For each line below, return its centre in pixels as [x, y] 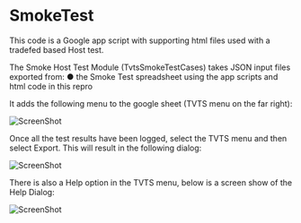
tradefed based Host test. [57, 49]
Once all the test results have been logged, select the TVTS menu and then [148, 138]
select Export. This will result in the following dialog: [106, 148]
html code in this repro [51, 86]
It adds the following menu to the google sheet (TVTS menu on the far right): [151, 103]
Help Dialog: [32, 192]
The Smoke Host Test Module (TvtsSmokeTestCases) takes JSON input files [150, 67]
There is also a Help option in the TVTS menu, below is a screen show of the [151, 182]
